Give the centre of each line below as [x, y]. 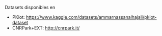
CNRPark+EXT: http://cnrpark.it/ [46, 28]
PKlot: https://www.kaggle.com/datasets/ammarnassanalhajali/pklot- [84, 17]
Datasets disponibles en [30, 7]
